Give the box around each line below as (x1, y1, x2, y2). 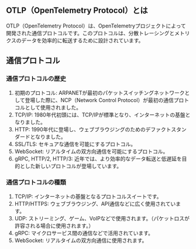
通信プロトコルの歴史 (6, 75, 66, 83)
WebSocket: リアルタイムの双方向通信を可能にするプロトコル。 (14, 148, 169, 155)
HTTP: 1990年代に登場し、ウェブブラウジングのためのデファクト (14, 125, 171, 133)
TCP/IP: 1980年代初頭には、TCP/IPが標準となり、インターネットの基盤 (14, 111, 185, 118)
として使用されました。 (25, 104, 82, 111)
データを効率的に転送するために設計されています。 (21, 37, 144, 44)
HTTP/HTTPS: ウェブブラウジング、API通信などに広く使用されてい (14, 200, 176, 207)
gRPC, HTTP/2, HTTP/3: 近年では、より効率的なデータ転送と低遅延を (14, 155, 183, 162)
